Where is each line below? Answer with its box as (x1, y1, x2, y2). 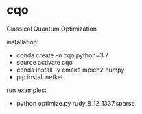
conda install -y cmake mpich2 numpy (16, 66, 125, 74)
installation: (6, 38, 39, 46)
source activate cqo (16, 58, 73, 66)
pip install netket (16, 72, 63, 81)
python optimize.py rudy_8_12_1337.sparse (16, 99, 135, 107)
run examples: (6, 86, 47, 94)
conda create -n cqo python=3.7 (16, 51, 109, 59)
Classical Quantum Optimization (6, 25, 97, 33)
